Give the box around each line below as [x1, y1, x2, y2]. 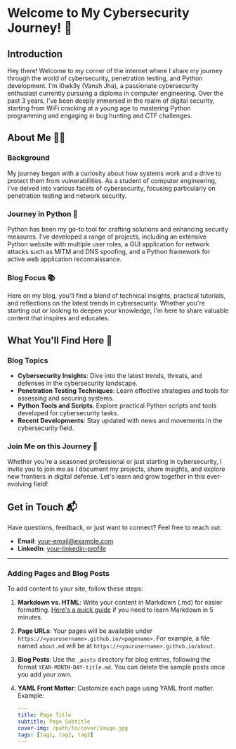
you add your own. [17, 670, 72, 679]
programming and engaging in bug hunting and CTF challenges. [7, 111, 192, 120]
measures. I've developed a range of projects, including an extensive [7, 232, 207, 241]
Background [7, 153, 51, 163]
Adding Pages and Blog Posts [7, 569, 110, 578]
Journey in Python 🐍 [7, 209, 79, 219]
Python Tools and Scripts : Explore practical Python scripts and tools [17, 401, 217, 410]
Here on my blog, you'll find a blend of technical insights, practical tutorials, [7, 291, 226, 300]
